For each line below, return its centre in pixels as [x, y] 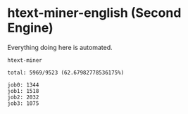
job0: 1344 [23, 85]
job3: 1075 [23, 103]
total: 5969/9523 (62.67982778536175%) [66, 72]
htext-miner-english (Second [94, 13]
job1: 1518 [23, 91]
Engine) [31, 28]
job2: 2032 [23, 97]
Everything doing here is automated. [60, 47]
